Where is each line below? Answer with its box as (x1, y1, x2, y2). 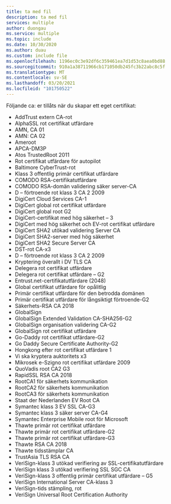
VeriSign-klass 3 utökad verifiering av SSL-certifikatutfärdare (14, 460, 164, 467)
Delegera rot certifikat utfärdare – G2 (14, 271, 105, 278)
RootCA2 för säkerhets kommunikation (14, 384, 109, 391)
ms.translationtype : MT (6, 69, 65, 75)
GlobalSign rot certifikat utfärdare (14, 327, 96, 335)
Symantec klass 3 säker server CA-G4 (14, 409, 108, 416)
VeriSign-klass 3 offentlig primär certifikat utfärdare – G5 (14, 472, 153, 479)
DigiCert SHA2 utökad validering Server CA (14, 226, 121, 234)
